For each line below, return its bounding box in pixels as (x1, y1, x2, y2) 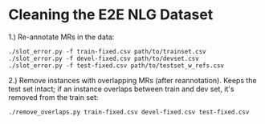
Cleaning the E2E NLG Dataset (8, 6, 214, 24)
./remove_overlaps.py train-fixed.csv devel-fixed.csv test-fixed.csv (8, 108, 250, 116)
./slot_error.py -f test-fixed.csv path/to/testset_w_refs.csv (8, 62, 225, 70)
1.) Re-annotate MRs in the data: (8, 32, 115, 42)
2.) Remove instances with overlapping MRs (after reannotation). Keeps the (8, 75, 257, 85)
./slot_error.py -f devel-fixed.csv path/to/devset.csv (8, 54, 199, 62)
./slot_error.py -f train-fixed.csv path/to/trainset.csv (8, 47, 206, 55)
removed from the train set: (8, 92, 99, 102)
